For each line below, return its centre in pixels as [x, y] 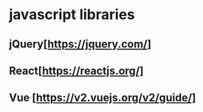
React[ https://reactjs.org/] [77, 70]
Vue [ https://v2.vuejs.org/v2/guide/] [103, 98]
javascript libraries [72, 15]
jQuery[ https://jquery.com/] [80, 44]
